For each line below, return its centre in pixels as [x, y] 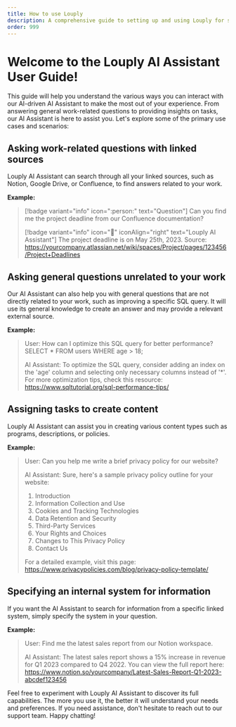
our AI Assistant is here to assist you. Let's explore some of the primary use [117, 119]
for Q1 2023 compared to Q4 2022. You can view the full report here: [124, 664]
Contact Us [51, 548]
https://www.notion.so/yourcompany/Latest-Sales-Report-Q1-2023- [123, 672]
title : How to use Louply [45, 14]
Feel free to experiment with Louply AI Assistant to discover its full [103, 693]
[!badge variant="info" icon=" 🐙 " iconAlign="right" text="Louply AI [120, 232]
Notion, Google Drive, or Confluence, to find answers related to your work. [115, 184]
